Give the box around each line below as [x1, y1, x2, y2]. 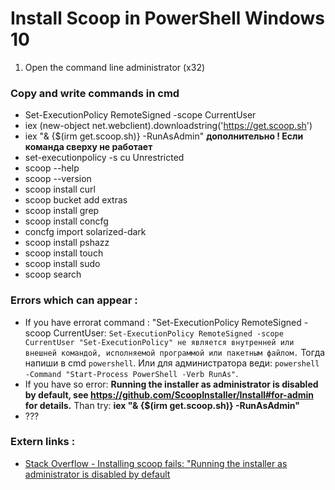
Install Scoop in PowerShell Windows [10, 7, 325, 30]
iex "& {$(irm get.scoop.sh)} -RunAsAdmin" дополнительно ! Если [24, 130, 304, 142]
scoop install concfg [24, 215, 109, 227]
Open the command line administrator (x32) [24, 61, 206, 73]
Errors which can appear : [10, 293, 138, 307]
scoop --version [24, 173, 92, 185]
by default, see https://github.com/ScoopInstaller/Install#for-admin [24, 388, 314, 401]
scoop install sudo [24, 258, 101, 270]
